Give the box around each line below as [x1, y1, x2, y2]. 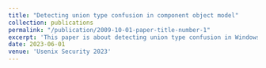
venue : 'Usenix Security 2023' [8, 48, 112, 55]
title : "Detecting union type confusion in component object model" [8, 11, 239, 20]
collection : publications [8, 19, 93, 27]
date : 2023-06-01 [8, 41, 66, 48]
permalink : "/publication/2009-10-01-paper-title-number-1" [8, 26, 211, 34]
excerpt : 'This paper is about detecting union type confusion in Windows [8, 33, 260, 41]
